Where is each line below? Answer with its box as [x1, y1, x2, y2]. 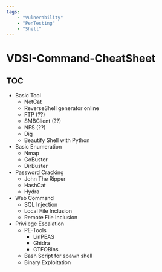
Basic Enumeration [15, 143, 62, 151]
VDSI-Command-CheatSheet [6, 52, 156, 65]
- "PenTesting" [17, 20, 56, 26]
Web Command [15, 195, 54, 202]
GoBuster [24, 156, 48, 163]
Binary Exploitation [24, 259, 71, 266]
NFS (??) [24, 124, 46, 131]
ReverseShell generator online [24, 105, 100, 112]
